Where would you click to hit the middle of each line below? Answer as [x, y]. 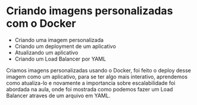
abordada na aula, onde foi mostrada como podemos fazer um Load [90, 89]
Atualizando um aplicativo [46, 52]
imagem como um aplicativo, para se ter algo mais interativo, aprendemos [97, 77]
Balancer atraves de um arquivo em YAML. [58, 96]
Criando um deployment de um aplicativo [65, 46]
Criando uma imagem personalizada [59, 40]
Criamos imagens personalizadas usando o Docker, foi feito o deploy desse [99, 70]
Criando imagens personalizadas [90, 11]
